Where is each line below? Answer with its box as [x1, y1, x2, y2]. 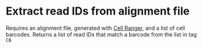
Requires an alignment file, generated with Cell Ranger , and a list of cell [6, 24, 185, 32]
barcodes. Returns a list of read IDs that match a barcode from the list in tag [6, 30, 197, 38]
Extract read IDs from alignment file [6, 4, 190, 18]
